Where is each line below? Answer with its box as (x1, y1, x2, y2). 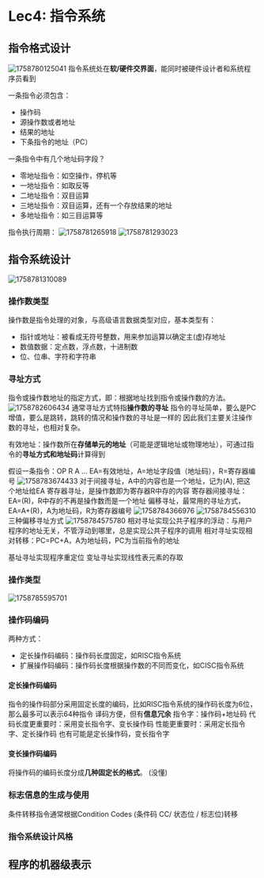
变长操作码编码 (8, 749, 57, 758)
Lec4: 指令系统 (8, 7, 105, 25)
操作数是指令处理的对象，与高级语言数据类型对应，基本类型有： (8, 315, 216, 325)
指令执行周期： (8, 228, 57, 236)
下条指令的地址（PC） (19, 137, 92, 147)
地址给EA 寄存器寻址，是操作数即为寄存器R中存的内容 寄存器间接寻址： (14, 486, 247, 496)
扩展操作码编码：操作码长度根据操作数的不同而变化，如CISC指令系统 (19, 661, 244, 670)
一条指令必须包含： (8, 90, 71, 100)
